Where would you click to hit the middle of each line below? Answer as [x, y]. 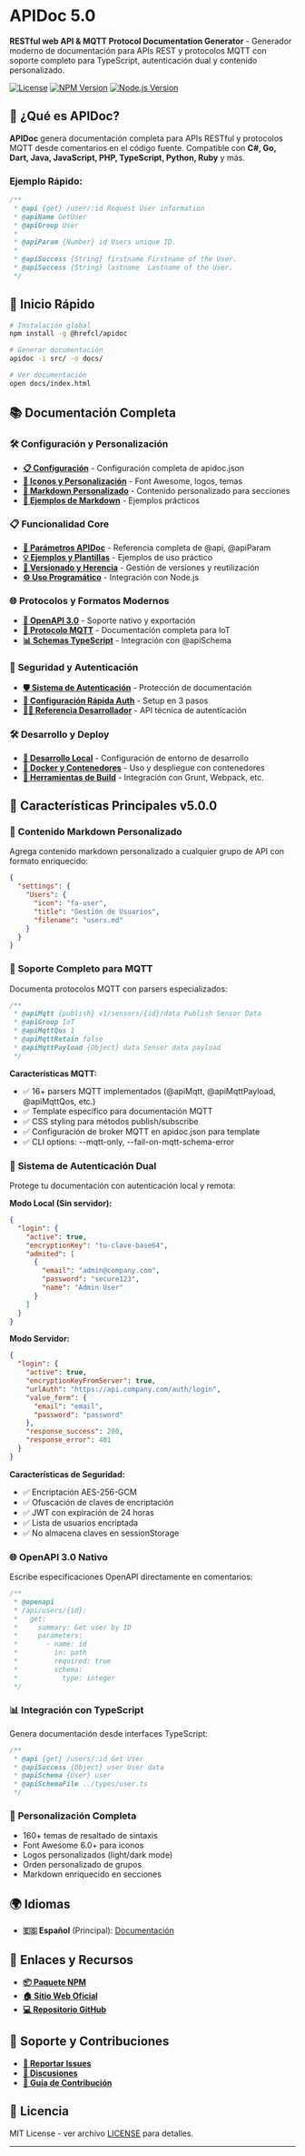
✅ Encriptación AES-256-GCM [80, 1492]
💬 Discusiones [50, 2073]
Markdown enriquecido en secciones [92, 1874]
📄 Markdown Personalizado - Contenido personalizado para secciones [156, 490]
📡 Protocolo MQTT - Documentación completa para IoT [126, 630]
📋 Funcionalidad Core [59, 524]
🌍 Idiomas [40, 1904]
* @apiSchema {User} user [62, 1776]
